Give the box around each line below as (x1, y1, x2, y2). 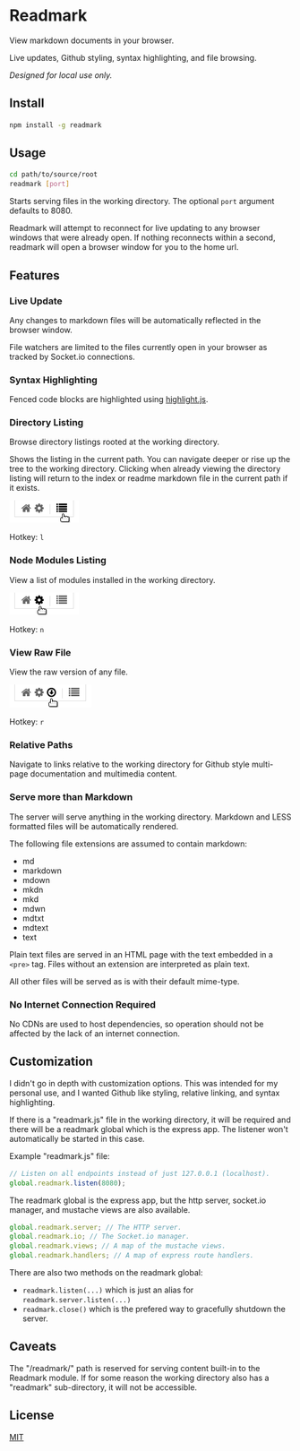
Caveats (9, 1339, 56, 1354)
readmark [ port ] (9, 180, 70, 189)
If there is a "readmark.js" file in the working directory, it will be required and (9, 1114, 291, 1125)
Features (9, 268, 60, 283)
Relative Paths (9, 738, 73, 751)
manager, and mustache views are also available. (9, 1204, 191, 1215)
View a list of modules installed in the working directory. (9, 574, 217, 585)
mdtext (21, 922, 49, 932)
